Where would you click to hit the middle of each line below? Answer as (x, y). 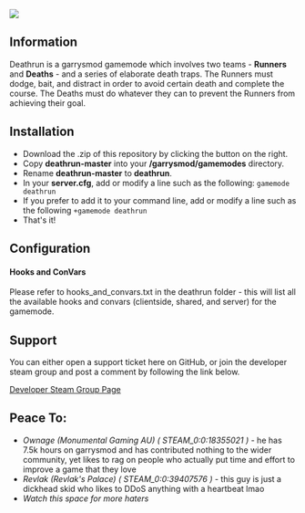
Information (44, 42)
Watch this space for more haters (86, 498)
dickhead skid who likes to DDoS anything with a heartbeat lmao (143, 488)
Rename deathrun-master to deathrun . (97, 173)
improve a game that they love (79, 469)
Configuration (50, 249)
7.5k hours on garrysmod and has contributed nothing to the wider (147, 450)
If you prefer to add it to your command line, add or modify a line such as (159, 200)
